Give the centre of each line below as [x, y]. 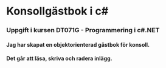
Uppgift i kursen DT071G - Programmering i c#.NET [83, 30]
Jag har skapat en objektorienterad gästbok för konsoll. [78, 44]
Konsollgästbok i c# [57, 11]
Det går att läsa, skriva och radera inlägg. [59, 58]
